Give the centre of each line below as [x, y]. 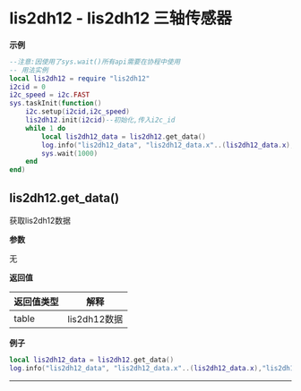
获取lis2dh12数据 [40, 221]
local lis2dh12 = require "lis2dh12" [80, 78]
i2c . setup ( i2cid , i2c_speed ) [77, 112]
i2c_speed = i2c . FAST [50, 95]
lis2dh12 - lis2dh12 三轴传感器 [121, 18]
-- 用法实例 [29, 70]
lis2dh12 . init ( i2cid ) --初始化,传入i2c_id [100, 120]
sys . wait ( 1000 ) [70, 153]
